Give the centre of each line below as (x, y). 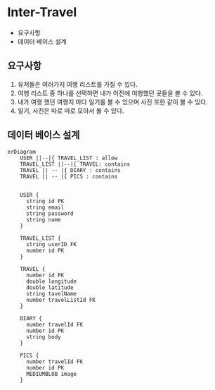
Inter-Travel (42, 12)
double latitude (50, 287)
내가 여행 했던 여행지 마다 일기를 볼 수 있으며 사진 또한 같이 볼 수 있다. (113, 102)
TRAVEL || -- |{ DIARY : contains (70, 170)
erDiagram (22, 152)
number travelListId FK (61, 300)
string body (43, 337)
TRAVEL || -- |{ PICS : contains (69, 176)
